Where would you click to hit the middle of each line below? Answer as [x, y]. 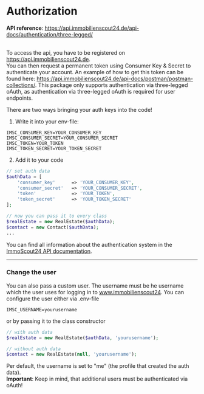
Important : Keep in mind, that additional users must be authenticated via [97, 379]
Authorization [42, 11]
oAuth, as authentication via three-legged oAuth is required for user [91, 91]
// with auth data [29, 332]
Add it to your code [39, 160]
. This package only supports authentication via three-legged [111, 85]
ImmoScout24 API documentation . [49, 251]
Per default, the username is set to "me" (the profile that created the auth [98, 366]
